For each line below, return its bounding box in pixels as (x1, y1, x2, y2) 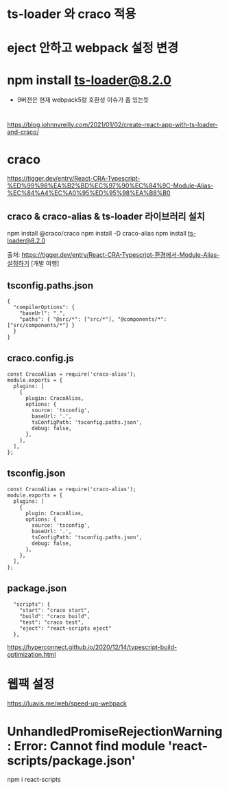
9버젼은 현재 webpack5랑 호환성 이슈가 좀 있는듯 (16, 95, 149, 104)
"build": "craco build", (19, 613, 91, 620)
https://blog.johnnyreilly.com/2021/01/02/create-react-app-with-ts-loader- (7, 120, 218, 128)
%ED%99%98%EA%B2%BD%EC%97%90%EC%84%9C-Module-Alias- (7, 181, 214, 190)
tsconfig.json (7, 468, 66, 479)
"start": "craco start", (19, 607, 91, 613)
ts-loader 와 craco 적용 (7, 6, 136, 22)
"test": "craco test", (19, 619, 84, 626)
